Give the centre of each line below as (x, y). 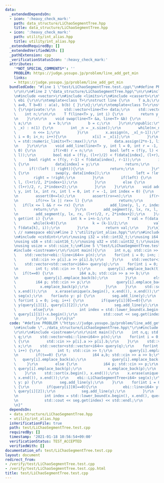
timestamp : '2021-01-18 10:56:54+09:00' (51, 437)
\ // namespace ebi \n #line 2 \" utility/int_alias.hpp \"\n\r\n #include (87, 232)
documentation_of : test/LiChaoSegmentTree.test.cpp (59, 450)
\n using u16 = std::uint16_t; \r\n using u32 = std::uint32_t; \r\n (82, 241)
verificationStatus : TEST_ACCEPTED (46, 441)
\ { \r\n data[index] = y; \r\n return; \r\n (82, 164)
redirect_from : (20, 460)
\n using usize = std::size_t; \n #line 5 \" (58, 246)
